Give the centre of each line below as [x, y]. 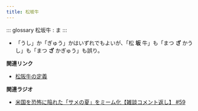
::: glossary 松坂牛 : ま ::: [37, 30]
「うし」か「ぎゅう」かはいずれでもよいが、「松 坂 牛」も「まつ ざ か [101, 42]
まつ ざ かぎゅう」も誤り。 [69, 50]
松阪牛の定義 [31, 76]
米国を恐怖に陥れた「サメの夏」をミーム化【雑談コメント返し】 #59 [100, 102]
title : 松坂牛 [23, 12]
